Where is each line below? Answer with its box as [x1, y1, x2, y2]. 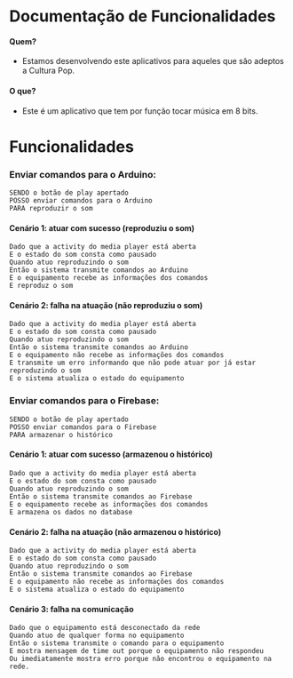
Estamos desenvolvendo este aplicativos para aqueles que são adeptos [21, 56, 284, 67]
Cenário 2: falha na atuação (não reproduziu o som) [9, 299, 203, 310]
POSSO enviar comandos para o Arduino [9, 196, 153, 205]
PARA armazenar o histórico [9, 430, 114, 439]
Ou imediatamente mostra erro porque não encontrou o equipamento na [9, 655, 273, 664]
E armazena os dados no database [9, 507, 133, 516]
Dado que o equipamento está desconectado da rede [9, 624, 201, 633]
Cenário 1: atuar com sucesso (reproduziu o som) [9, 222, 195, 233]
